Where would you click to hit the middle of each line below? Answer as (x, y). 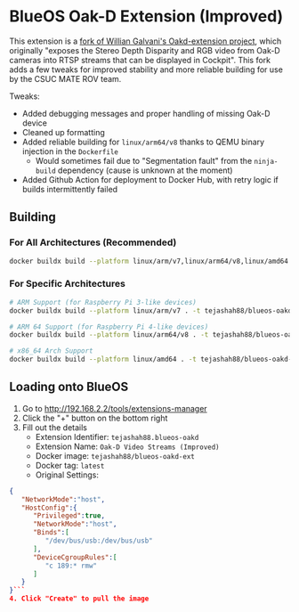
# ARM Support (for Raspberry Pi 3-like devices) (103, 302)
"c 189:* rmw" (71, 566)
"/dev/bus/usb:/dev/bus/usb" (99, 541)
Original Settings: (67, 475)
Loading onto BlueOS (69, 387)
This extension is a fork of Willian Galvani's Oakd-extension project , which (145, 41)
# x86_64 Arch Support (51, 351)
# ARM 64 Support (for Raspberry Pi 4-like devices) (109, 327)
